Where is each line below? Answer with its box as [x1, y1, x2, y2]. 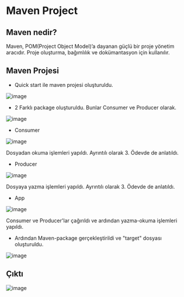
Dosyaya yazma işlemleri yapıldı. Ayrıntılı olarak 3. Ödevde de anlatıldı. [6, 183, 175, 190]
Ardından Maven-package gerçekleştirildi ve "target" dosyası [14, 235, 162, 242]
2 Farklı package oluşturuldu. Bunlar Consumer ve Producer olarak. [14, 104, 176, 111]
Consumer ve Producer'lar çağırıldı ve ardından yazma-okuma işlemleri [6, 217, 178, 224]
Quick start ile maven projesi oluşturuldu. [14, 81, 113, 88]
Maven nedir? [6, 27, 57, 37]
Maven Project [6, 4, 78, 18]
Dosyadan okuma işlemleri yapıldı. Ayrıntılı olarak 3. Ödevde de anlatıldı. [6, 149, 179, 156]
